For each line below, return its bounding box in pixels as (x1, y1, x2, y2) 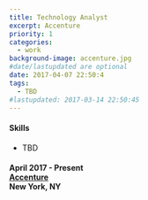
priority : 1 (9, 29, 53, 38)
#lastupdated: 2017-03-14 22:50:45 (9, 95, 140, 104)
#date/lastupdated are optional (9, 63, 128, 72)
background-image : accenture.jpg (9, 54, 132, 63)
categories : (9, 37, 53, 47)
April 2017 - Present (9, 163, 84, 173)
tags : (9, 79, 29, 88)
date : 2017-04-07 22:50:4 (9, 71, 104, 80)
